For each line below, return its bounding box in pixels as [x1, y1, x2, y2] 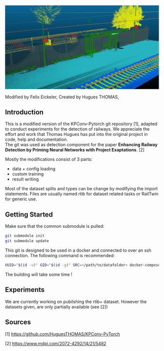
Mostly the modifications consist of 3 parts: [5, 156, 93, 162]
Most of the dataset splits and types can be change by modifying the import [5, 186, 158, 192]
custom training [12, 171, 44, 177]
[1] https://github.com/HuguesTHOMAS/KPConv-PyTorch [5, 331, 121, 337]
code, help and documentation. [5, 136, 68, 142]
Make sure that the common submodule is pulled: [5, 223, 104, 229]
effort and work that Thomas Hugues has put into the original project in [5, 132, 148, 137]
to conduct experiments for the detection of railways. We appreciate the [5, 126, 150, 132]
